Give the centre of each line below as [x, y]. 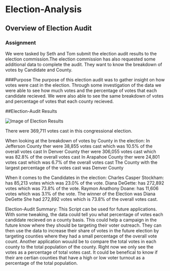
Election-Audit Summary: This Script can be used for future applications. [81, 209]
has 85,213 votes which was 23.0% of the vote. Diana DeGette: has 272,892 [85, 183]
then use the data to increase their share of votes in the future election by [82, 230]
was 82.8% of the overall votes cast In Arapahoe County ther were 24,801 [82, 157]
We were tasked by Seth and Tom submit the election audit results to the [81, 53]
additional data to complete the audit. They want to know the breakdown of [84, 64]
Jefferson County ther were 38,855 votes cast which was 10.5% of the [79, 146]
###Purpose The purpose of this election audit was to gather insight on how [85, 79]
